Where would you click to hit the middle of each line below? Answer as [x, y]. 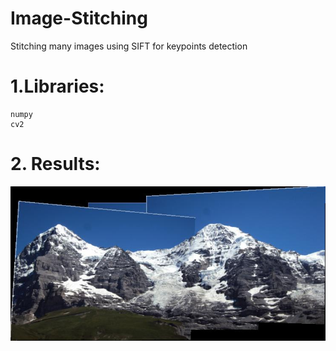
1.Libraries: [57, 86]
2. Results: [55, 164]
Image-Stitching [79, 18]
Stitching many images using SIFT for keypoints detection [129, 46]
